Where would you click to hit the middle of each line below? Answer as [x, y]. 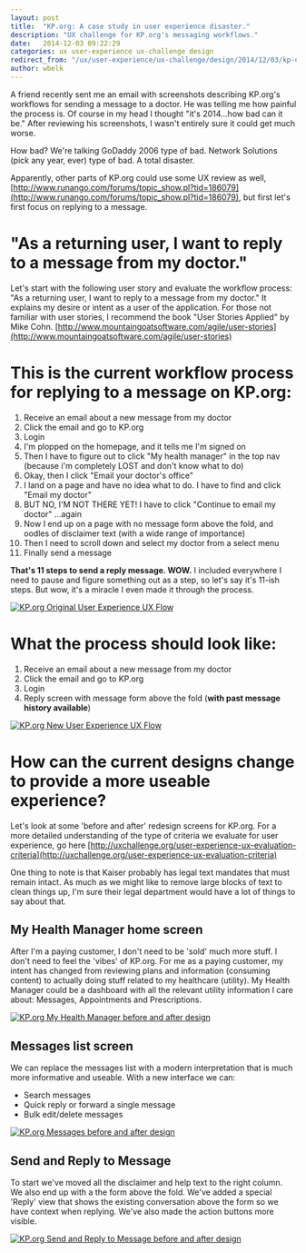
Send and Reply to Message [91, 1161]
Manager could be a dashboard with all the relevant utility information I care [152, 990]
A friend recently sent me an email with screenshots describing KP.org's [145, 94]
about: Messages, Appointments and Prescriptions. [106, 999]
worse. [23, 133]
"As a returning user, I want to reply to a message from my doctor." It [138, 297]
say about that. [38, 901]
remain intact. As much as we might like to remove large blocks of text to [146, 881]
